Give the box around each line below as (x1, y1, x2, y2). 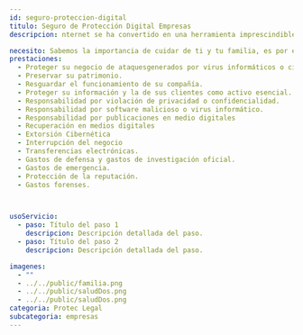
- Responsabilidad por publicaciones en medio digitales (17, 113, 236, 122)
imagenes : (9, 262, 47, 271)
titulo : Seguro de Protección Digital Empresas (9, 22, 192, 31)
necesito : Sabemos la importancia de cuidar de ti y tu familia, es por (9, 46, 289, 55)
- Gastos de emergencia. (17, 163, 111, 172)
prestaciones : (9, 55, 63, 64)
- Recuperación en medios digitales (17, 122, 155, 131)
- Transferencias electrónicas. (17, 147, 140, 156)
